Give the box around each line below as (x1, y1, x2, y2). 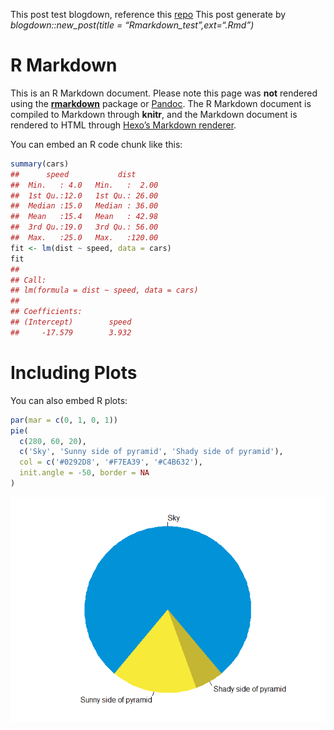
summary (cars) (10, 159, 70, 169)
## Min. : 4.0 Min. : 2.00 (10, 180, 159, 190)
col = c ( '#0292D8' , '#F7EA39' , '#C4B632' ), (19, 457, 203, 468)
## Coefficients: (10, 307, 83, 317)
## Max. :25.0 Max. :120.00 (10, 233, 159, 243)
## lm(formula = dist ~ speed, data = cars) (10, 285, 199, 296)
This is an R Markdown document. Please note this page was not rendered (10, 87, 318, 99)
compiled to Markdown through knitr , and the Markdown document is (10, 108, 298, 120)
